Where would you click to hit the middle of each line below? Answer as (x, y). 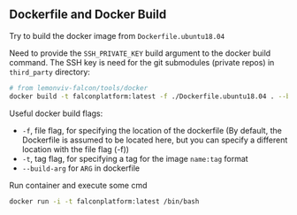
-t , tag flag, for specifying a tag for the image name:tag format (135, 158)
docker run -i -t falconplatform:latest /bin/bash (104, 201)
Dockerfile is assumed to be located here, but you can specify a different (155, 140)
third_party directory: (50, 72)
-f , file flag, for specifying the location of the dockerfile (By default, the (152, 130)
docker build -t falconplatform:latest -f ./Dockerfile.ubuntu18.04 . (142, 96)
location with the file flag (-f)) (76, 149)
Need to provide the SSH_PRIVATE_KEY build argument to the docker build (140, 53)
